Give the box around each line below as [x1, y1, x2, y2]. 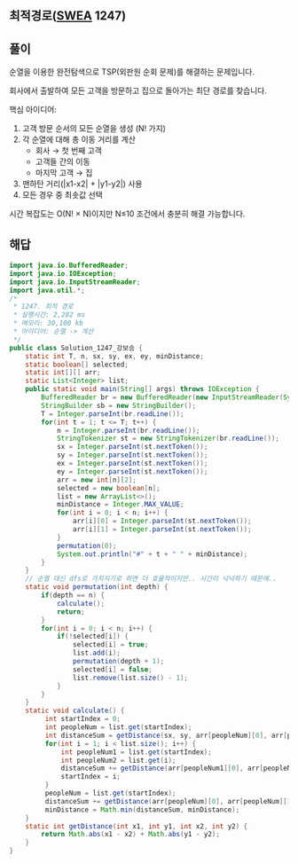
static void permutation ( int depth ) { [25, 583, 169, 592]
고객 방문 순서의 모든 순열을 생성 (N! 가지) [21, 123, 167, 134]
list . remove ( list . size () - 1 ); [72, 673, 189, 682]
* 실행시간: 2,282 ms [12, 310, 86, 319]
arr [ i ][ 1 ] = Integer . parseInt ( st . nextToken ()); [72, 525, 252, 534]
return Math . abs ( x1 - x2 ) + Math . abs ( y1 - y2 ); [41, 830, 220, 839]
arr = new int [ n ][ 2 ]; [56, 475, 137, 484]
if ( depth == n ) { [41, 591, 105, 600]
